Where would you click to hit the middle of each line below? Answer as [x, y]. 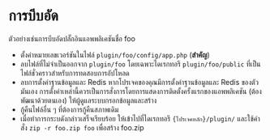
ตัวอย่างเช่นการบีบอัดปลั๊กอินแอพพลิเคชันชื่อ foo [72, 38]
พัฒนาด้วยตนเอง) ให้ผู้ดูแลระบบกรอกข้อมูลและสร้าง [88, 100]
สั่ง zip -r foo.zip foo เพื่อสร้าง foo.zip [82, 127]
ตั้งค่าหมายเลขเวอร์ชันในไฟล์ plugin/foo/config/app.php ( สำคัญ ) [115, 54]
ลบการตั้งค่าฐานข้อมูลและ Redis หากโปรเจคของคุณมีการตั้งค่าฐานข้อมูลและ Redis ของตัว [139, 82]
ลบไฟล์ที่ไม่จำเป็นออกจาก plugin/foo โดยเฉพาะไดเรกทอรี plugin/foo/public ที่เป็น [140, 64]
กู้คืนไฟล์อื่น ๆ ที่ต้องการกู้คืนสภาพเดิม [69, 109]
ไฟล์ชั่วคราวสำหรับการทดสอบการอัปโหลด [75, 73]
